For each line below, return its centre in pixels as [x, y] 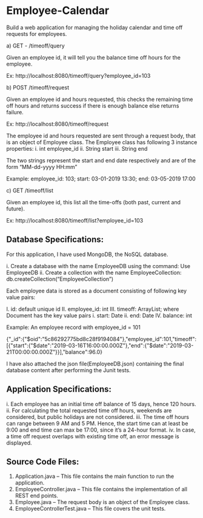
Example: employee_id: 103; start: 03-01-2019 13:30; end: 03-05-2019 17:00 [101, 178]
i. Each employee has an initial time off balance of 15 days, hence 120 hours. [101, 404]
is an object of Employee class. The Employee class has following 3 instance [102, 142]
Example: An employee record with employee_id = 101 [73, 327]
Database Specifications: [55, 240]
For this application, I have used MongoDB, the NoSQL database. [87, 254]
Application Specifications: [59, 389]
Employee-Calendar [58, 11]
